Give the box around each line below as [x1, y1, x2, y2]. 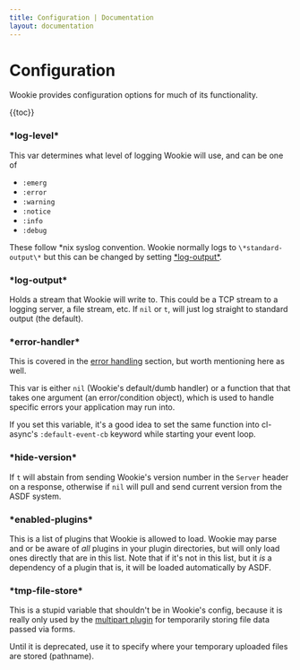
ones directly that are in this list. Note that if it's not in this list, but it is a [9, 553, 272, 563]
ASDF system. [9, 491, 62, 501]
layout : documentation [9, 22, 94, 30]
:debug [21, 226, 47, 235]
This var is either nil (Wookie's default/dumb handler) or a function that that [9, 383, 291, 394]
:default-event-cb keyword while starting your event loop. [39, 429, 257, 439]
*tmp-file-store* [9, 584, 83, 596]
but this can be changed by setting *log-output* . [43, 251, 222, 262]
